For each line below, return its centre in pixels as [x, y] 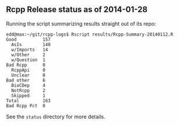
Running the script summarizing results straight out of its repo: [81, 23]
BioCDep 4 [28, 85]
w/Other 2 [28, 55]
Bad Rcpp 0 [26, 65]
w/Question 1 [28, 60]
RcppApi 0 [28, 70]
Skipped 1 [28, 96]
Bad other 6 [26, 80]
